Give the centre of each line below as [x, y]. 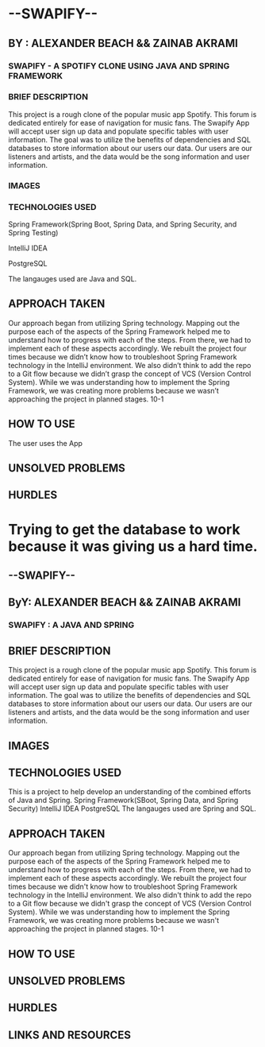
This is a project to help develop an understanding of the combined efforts [130, 792]
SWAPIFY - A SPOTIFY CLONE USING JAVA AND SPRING [119, 66]
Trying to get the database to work [124, 529]
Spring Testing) [33, 233]
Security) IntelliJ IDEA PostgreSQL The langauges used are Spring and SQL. [132, 809]
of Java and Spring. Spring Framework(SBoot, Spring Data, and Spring [123, 801]
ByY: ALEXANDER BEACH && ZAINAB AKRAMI [125, 602]
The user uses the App [46, 443]
